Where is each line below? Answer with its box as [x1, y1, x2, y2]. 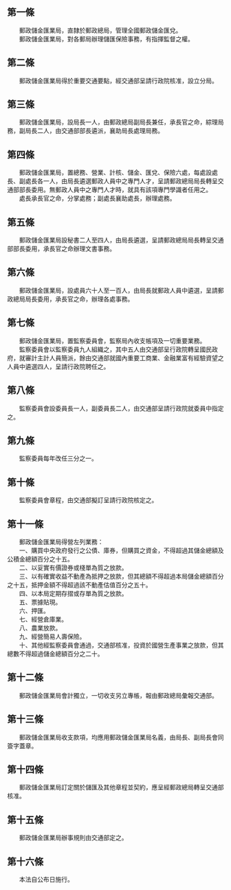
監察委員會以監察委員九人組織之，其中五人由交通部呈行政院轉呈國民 [19, 345, 212, 353]
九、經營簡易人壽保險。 [19, 632, 86, 641]
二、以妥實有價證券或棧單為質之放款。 [19, 563, 128, 572]
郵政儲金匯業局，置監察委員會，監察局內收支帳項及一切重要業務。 [19, 336, 206, 344]
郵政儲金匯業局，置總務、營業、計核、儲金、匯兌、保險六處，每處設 [19, 168, 212, 177]
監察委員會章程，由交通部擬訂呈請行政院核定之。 [19, 496, 158, 504]
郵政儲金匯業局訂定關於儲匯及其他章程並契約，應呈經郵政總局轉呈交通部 [19, 783, 224, 791]
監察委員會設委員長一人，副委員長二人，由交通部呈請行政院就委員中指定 [19, 404, 224, 412]
